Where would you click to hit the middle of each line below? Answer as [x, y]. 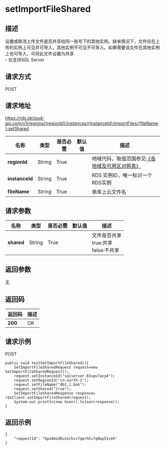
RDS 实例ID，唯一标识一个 [122, 175]
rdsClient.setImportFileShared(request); [48, 397]
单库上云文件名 [109, 192]
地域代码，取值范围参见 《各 [124, 158]
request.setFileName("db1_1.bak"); [50, 384]
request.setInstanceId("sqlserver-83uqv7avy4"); [65, 376]
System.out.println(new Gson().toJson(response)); [67, 402]
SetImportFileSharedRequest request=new [56, 367]
